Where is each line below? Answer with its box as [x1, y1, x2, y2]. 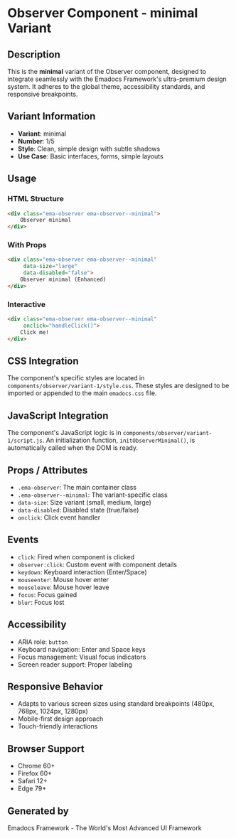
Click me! [20, 328, 50, 335]
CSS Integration [7, 355, 80, 367]
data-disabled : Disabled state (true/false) [17, 506, 139, 515]
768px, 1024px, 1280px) [17, 707, 89, 716]
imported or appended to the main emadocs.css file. [7, 389, 157, 397]
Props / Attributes [7, 464, 88, 476]
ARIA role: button [17, 638, 68, 646]
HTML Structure [7, 194, 64, 204]
